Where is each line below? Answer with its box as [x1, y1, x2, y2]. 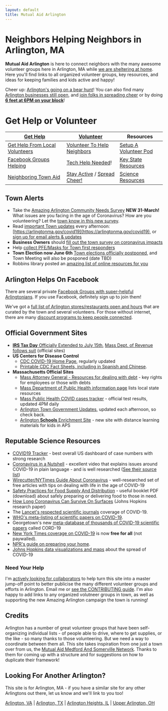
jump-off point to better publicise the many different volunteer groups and [5, 581, 157, 587]
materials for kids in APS [19, 422, 71, 428]
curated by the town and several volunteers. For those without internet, [5, 309, 151, 315]
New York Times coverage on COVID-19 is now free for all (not [12, 530, 142, 536]
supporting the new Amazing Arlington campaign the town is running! [5, 596, 148, 603]
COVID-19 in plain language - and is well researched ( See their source [12, 466, 157, 472]
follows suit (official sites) [12, 347, 65, 353]
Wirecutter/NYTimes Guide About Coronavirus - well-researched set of [12, 477, 159, 483]
